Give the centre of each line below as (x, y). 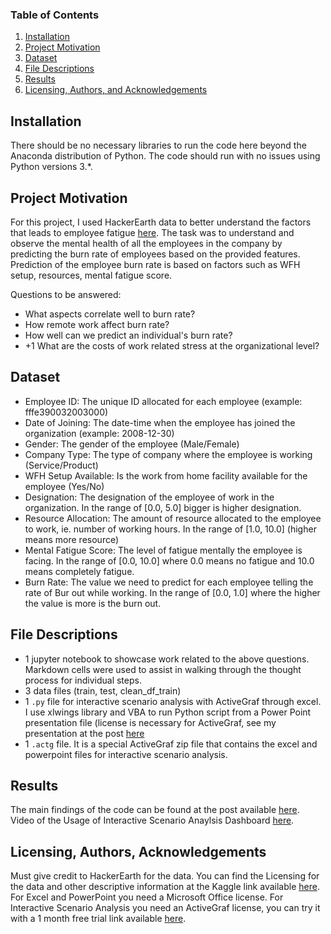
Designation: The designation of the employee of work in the (149, 497)
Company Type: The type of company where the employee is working (168, 454)
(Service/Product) (61, 465)
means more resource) (72, 539)
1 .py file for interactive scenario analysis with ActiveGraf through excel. (173, 701)
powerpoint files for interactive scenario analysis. (126, 754)
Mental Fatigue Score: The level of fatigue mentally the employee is (163, 550)
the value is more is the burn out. (93, 603)
